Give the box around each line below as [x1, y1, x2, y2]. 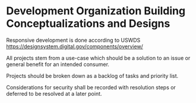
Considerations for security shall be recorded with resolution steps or [6, 83, 176, 90]
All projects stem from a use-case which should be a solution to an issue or [6, 54, 191, 61]
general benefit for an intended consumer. [6, 61, 110, 68]
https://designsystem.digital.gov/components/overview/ [6, 43, 144, 50]
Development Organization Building [6, 4, 186, 18]
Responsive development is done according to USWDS [6, 36, 141, 43]
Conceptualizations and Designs [6, 17, 170, 30]
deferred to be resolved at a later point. [6, 90, 102, 97]
